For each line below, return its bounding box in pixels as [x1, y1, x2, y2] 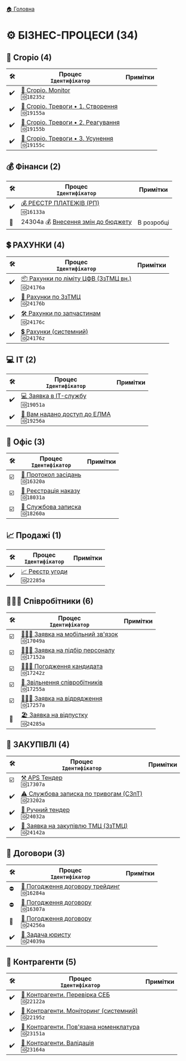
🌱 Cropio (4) [6, 52, 52, 62]
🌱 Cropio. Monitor [20, 86, 70, 94]
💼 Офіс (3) [6, 436, 45, 447]
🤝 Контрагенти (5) [6, 956, 76, 967]
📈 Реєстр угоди [20, 567, 68, 576]
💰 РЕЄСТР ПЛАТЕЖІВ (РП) [20, 198, 100, 207]
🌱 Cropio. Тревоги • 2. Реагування [20, 118, 120, 126]
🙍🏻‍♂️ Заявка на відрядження [20, 694, 103, 702]
